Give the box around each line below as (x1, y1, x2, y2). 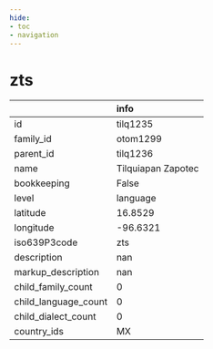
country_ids (14, 325, 64, 338)
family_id (14, 133, 52, 146)
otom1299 (116, 133, 162, 146)
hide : (9, 13, 30, 23)
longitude (14, 221, 55, 234)
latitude (14, 207, 46, 220)
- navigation (9, 30, 59, 39)
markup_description (14, 266, 100, 279)
